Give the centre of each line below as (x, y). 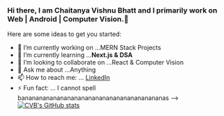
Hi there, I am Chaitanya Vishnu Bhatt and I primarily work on (112, 10)
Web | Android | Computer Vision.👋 (68, 19)
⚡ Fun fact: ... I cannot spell (57, 88)
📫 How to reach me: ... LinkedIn (64, 78)
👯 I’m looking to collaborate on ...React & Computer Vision (100, 63)
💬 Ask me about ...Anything (57, 70)
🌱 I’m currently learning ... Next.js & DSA (75, 55)
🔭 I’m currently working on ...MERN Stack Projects (89, 48)
